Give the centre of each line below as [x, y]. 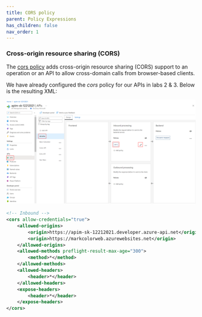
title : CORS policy [31, 13]
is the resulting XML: [32, 91]
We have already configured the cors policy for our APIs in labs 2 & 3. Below [101, 85]
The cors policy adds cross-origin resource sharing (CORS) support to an [97, 67]
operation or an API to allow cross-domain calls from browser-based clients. [101, 73]
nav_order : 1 [23, 32]
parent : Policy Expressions [41, 19]
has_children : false [32, 25]
